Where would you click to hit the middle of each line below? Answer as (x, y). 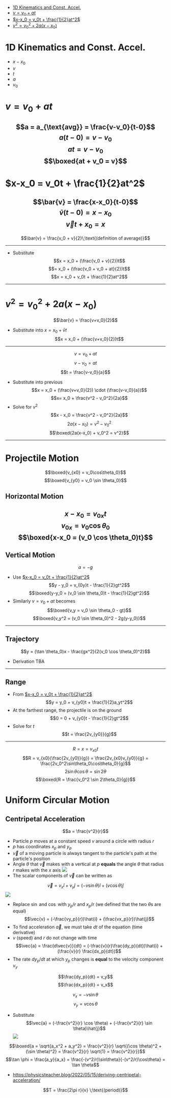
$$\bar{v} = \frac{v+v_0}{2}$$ (85, 320)
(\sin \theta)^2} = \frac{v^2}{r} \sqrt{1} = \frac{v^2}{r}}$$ (85, 1051)
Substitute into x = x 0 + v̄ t (40, 330)
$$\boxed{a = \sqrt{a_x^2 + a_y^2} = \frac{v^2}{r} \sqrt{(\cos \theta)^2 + (85, 1046)
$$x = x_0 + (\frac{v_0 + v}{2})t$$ (89, 260)
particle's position (32, 858)
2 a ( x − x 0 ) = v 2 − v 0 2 (89, 424)
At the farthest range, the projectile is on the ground (67, 710)
